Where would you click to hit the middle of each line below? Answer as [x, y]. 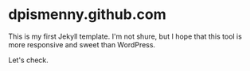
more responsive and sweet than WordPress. [82, 44]
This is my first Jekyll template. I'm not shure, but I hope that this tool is [125, 36]
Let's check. [29, 60]
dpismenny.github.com [87, 15]
